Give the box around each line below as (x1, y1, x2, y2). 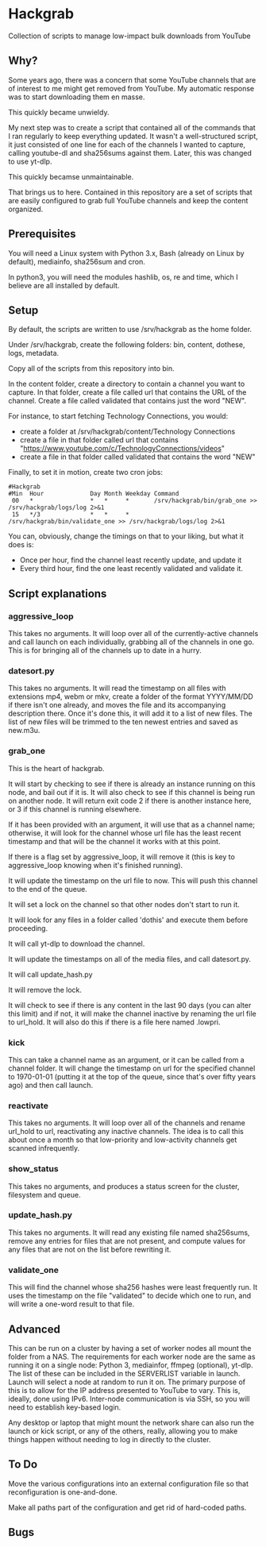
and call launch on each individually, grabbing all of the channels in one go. (8, 637, 255, 647)
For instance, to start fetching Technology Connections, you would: (8, 411, 229, 421)
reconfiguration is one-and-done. (8, 1487, 118, 1497)
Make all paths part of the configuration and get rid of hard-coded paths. (8, 1503, 247, 1512)
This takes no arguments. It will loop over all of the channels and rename (8, 1118, 246, 1128)
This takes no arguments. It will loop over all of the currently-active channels (8, 629, 259, 638)
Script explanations (8, 587, 107, 600)
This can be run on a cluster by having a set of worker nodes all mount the (8, 1343, 252, 1352)
